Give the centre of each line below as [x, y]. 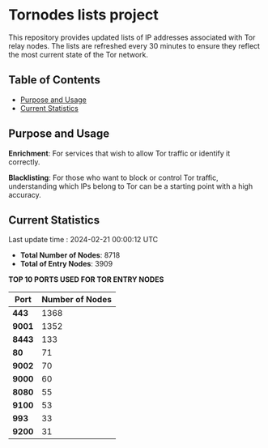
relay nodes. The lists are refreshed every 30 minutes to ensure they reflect [134, 45]
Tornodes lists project [84, 15]
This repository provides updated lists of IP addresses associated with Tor [132, 37]
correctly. [24, 162]
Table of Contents [55, 80]
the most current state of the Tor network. [78, 54]
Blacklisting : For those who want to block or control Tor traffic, [113, 177]
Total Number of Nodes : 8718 [70, 255]
